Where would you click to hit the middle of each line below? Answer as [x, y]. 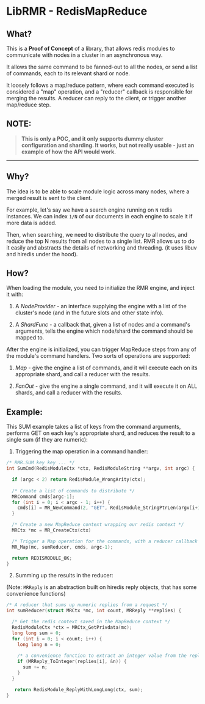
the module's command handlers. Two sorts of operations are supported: [98, 356]
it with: [15, 294]
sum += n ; [35, 667]
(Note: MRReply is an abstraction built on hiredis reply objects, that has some [102, 587]
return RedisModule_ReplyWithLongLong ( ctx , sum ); [79, 689]
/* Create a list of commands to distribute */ [74, 491]
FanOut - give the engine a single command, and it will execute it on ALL [106, 386]
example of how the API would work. [69, 152]
